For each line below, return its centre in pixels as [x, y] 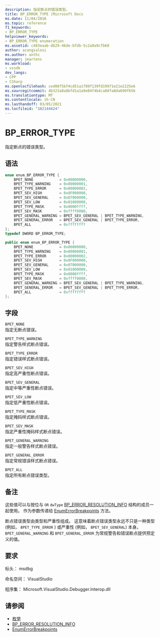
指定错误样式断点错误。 [28, 359]
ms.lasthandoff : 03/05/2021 [33, 104]
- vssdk [13, 68]
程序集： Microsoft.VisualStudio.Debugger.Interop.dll [58, 589]
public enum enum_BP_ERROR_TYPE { [40, 242]
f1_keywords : [18, 28]
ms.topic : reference [26, 23]
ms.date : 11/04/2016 [26, 18]
